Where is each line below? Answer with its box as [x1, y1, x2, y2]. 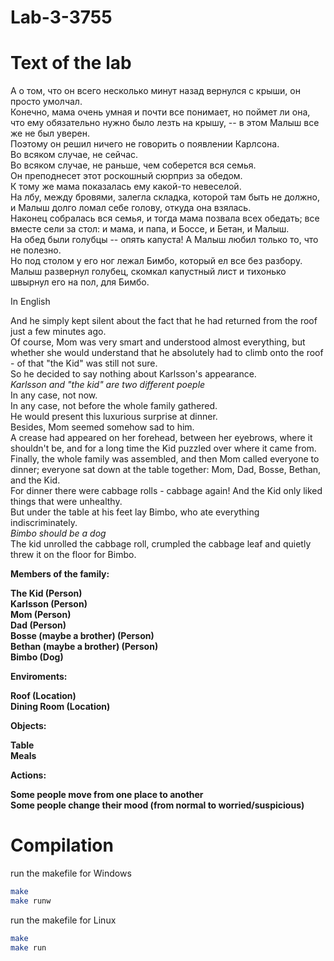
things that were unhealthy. [10, 496, 123, 508]
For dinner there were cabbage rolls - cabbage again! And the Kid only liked [10, 485, 323, 497]
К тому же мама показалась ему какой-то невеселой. [10, 181, 242, 193]
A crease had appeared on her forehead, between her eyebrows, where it [10, 432, 313, 444]
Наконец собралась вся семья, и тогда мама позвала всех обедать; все [10, 212, 320, 225]
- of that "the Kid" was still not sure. [10, 357, 158, 370]
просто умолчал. [10, 96, 83, 108]
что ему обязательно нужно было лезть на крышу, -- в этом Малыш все [10, 117, 320, 129]
